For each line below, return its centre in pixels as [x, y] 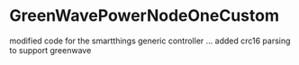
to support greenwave [50, 50]
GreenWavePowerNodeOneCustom [144, 16]
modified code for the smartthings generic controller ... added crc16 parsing [150, 41]
